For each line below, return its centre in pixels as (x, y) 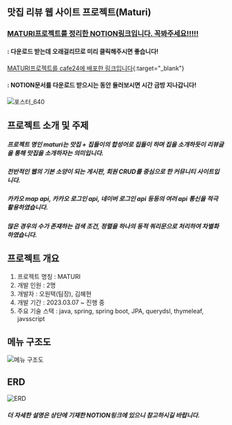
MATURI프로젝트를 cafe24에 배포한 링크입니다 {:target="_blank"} (96, 68)
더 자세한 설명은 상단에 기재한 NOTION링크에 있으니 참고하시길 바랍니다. (104, 415)
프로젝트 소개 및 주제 (48, 126)
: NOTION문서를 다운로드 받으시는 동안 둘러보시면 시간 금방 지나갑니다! (102, 85)
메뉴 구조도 (29, 342)
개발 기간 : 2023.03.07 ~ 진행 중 (61, 302)
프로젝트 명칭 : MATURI (49, 276)
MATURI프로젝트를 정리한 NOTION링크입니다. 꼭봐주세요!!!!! (103, 34)
